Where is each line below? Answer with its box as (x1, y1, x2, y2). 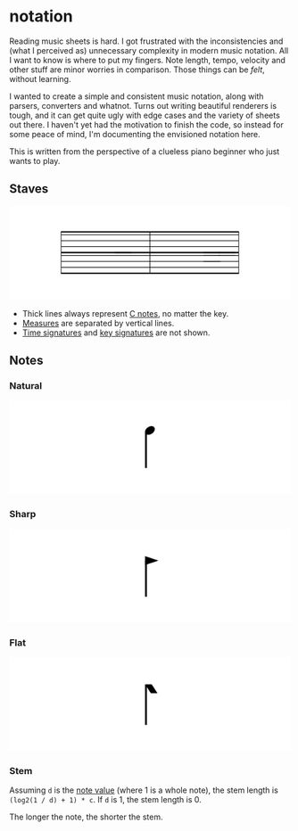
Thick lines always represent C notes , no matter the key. (21, 308, 229, 318)
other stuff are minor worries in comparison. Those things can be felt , (9, 64, 265, 75)
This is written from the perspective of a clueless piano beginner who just (9, 145, 280, 157)
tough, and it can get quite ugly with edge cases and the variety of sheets (9, 110, 281, 120)
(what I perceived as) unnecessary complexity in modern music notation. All (9, 45, 289, 55)
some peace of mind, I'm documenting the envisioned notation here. (9, 128, 261, 139)
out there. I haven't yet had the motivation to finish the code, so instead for (9, 119, 284, 130)
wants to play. (9, 155, 61, 166)
